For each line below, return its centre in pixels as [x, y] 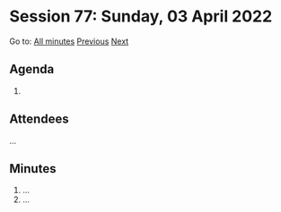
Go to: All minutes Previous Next [69, 41]
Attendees [39, 119]
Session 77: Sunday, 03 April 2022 [141, 17]
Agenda [32, 69]
